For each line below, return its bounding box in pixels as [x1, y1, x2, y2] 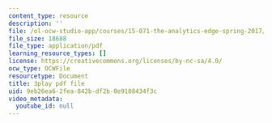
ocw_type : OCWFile [8, 65, 70, 73]
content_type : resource [8, 11, 89, 20]
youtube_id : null [15, 102, 74, 110]
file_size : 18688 [8, 34, 67, 43]
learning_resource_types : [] [8, 49, 107, 57]
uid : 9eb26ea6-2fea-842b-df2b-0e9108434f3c [8, 87, 158, 95]
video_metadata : [8, 95, 63, 103]
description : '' [8, 19, 63, 28]
